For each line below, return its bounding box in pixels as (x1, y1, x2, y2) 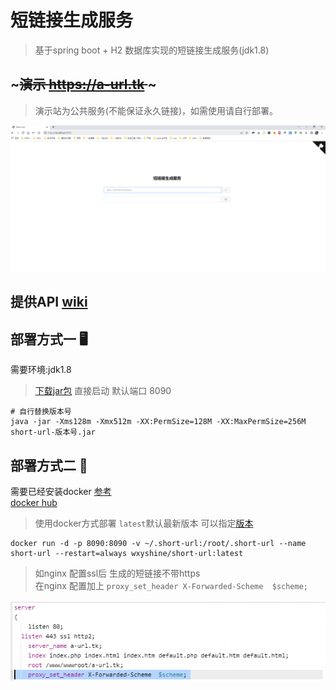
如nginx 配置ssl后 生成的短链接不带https (34, 567, 201, 580)
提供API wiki (10, 294, 88, 311)
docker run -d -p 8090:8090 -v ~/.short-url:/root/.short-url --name (10, 539, 307, 549)
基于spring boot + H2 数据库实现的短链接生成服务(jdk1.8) (34, 44, 270, 56)
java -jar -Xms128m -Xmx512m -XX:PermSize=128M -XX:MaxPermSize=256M (10, 417, 307, 427)
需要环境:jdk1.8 (10, 364, 72, 376)
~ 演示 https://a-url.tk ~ (10, 76, 157, 93)
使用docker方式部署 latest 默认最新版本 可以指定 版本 (34, 517, 254, 530)
